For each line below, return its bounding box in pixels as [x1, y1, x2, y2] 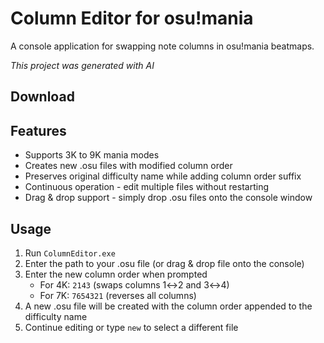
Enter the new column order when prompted [24, 268, 208, 280]
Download [10, 88, 75, 106]
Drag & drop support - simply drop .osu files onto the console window [24, 192, 313, 204]
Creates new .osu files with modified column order [24, 160, 233, 172]
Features [10, 122, 67, 139]
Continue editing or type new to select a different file [24, 321, 239, 333]
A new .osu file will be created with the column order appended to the [24, 300, 313, 312]
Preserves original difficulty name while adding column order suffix [24, 170, 302, 182]
